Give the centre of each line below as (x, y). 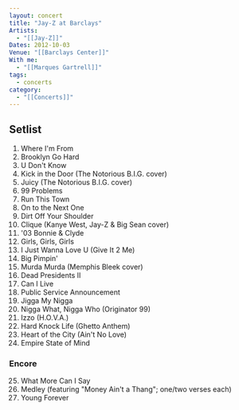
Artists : (24, 30)
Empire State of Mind (55, 343)
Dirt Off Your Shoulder (57, 217)
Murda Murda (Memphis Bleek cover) (82, 267)
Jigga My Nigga (47, 301)
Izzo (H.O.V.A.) (45, 318)
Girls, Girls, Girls (47, 242)
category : (25, 90)
